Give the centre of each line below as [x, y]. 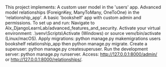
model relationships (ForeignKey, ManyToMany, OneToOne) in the [72, 12]
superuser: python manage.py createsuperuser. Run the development [77, 49]
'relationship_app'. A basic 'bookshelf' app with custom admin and [73, 17]
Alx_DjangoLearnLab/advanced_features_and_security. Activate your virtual [83, 28]
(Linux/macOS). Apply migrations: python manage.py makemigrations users [83, 38]
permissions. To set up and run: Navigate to [50, 23]
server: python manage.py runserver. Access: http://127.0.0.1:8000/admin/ [81, 54]
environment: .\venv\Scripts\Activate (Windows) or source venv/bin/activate [83, 33]
